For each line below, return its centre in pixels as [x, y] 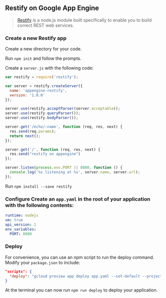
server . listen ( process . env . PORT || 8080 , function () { [64, 168]
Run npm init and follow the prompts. [43, 58]
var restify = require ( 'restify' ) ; [42, 77]
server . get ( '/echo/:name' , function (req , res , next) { [64, 127]
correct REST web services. [45, 25]
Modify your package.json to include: [43, 262]
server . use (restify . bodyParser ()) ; [42, 118]
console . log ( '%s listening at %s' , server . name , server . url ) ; [75, 172]
